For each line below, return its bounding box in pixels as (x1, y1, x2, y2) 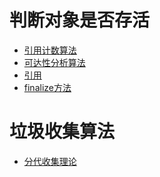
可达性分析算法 (23, 56, 86, 68)
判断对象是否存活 (9, 9, 151, 32)
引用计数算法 (23, 44, 77, 56)
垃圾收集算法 (9, 121, 116, 143)
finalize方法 (23, 81, 72, 93)
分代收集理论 (23, 155, 77, 167)
